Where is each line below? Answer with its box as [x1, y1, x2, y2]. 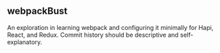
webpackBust [7, 5, 67, 17]
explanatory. [7, 37, 43, 46]
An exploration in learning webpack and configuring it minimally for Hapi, [7, 23, 214, 31]
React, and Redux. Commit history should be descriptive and [7, 31, 179, 39]
